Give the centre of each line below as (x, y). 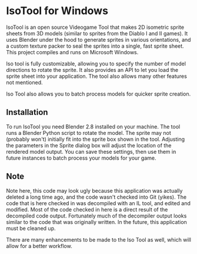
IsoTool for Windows (57, 11)
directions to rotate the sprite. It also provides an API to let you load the (92, 70)
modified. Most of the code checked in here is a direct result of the (87, 209)
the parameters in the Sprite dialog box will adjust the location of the (89, 145)
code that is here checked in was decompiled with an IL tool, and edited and (98, 203)
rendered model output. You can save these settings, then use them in (91, 151)
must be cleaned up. (31, 228)
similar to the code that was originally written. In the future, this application (96, 222)
